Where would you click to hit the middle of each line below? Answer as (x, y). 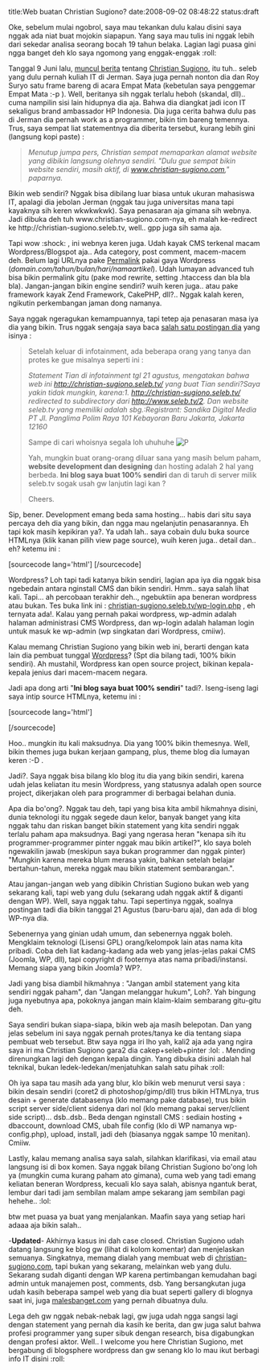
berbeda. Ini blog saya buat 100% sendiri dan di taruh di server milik (142, 475)
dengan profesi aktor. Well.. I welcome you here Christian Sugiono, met (126, 1341)
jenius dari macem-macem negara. (90, 672)
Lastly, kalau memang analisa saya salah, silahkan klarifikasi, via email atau (133, 1158)
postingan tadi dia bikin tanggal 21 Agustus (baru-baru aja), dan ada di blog (133, 909)
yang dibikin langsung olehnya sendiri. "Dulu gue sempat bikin (132, 161)
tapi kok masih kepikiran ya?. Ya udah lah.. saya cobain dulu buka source (129, 531)
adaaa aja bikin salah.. (45, 1225)
